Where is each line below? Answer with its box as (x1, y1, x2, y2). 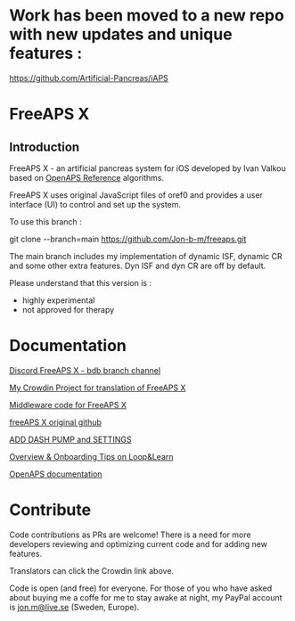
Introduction (9, 139, 80, 154)
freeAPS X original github (9, 416, 102, 428)
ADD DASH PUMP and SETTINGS (9, 434, 132, 445)
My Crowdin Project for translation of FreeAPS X (9, 382, 186, 393)
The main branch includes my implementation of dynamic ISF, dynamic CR (9, 250, 283, 261)
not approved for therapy (21, 304, 115, 315)
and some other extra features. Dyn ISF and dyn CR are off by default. (9, 260, 266, 271)
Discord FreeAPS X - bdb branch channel (9, 364, 161, 375)
